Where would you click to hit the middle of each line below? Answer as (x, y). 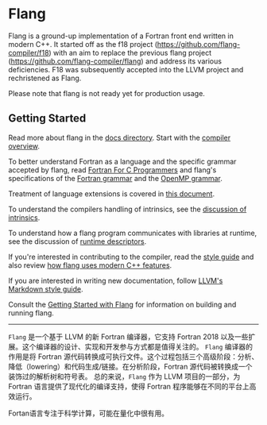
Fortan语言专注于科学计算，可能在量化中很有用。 (89, 413)
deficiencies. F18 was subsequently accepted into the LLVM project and (126, 69)
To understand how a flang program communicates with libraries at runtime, (133, 233)
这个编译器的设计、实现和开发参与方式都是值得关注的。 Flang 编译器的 (137, 346)
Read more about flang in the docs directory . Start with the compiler (120, 137)
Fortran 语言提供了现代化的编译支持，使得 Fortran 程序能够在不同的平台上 (129, 386)
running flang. (31, 313)
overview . (24, 146)
